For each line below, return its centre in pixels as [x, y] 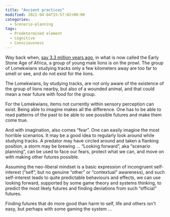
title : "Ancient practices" [35, 10]
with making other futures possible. [42, 157]
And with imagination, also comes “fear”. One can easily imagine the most [82, 130]
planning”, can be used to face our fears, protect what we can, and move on [84, 151]
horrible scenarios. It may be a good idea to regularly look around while [80, 135]
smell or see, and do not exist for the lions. [50, 74]
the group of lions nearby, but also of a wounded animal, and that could [80, 89]
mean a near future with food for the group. [51, 94]
